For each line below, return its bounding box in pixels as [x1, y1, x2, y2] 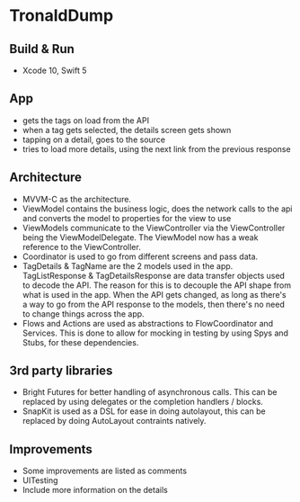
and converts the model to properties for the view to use [22, 212, 232, 223]
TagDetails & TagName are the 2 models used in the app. [22, 260, 234, 271]
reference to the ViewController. [22, 241, 141, 252]
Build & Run [9, 41, 75, 57]
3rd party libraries [9, 363, 113, 379]
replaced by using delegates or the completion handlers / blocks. [22, 397, 263, 408]
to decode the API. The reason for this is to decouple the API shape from [22, 280, 292, 291]
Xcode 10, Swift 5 [22, 65, 87, 76]
